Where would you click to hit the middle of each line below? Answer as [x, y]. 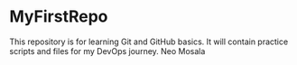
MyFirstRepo [59, 17]
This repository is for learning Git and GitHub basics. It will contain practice [149, 42]
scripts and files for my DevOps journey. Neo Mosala [107, 51]
